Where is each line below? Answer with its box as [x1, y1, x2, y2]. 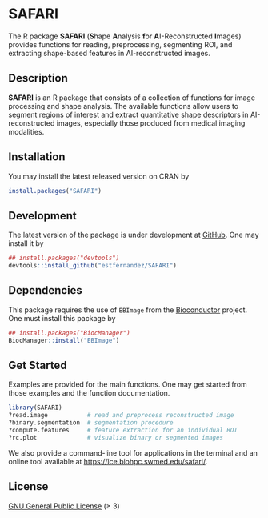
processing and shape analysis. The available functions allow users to [8, 101, 239, 110]
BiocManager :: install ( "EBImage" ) [8, 336, 120, 344]
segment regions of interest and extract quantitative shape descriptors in [8, 110, 249, 119]
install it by [8, 239, 44, 248]
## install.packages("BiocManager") [8, 329, 130, 337]
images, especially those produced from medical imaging [56, 118, 246, 128]
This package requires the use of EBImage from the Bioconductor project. [8, 305, 248, 315]
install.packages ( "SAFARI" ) [8, 187, 102, 195]
